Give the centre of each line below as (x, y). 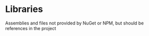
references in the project (31, 28)
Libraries (24, 9)
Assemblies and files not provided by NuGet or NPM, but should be (74, 23)
